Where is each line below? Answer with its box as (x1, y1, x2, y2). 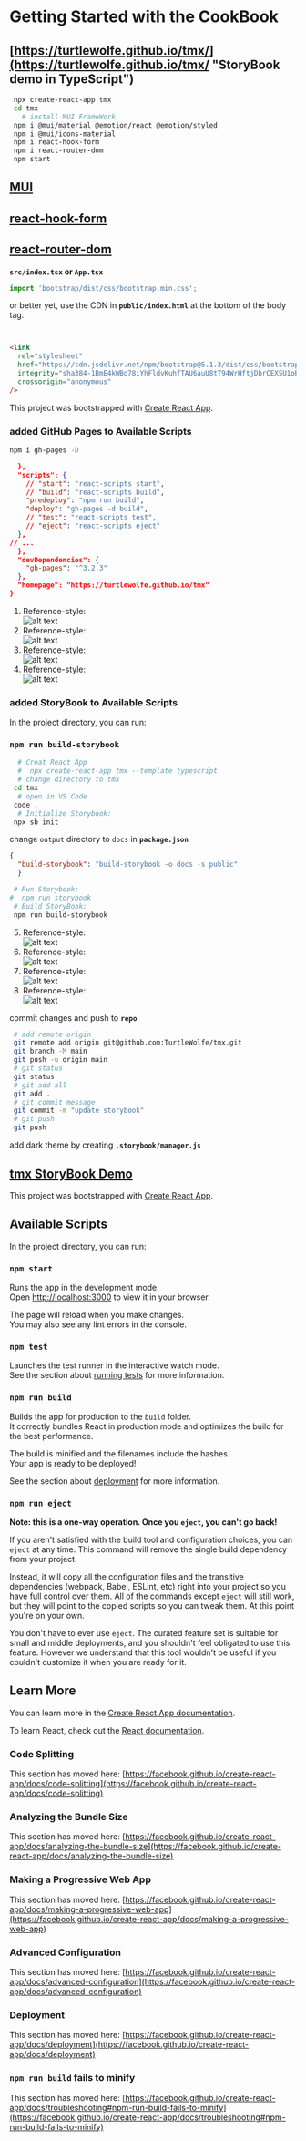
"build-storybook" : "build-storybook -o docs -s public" (17, 859, 239, 870)
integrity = (17, 369, 59, 378)
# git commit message (13, 1097, 96, 1107)
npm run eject (9, 1498, 72, 1508)
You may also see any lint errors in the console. (9, 1319, 187, 1330)
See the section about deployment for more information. (9, 1475, 220, 1487)
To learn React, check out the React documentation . (9, 1724, 205, 1735)
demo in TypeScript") (9, 71, 135, 87)
